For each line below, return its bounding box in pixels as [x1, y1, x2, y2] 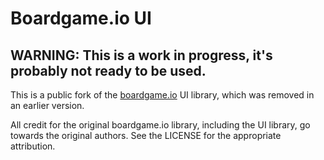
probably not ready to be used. [10, 62, 207, 79]
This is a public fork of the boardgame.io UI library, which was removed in [10, 89, 315, 101]
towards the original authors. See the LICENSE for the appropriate [10, 130, 282, 141]
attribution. [10, 140, 56, 152]
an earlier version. [10, 100, 85, 111]
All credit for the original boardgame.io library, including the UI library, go [10, 119, 311, 131]
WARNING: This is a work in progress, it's [10, 47, 273, 64]
